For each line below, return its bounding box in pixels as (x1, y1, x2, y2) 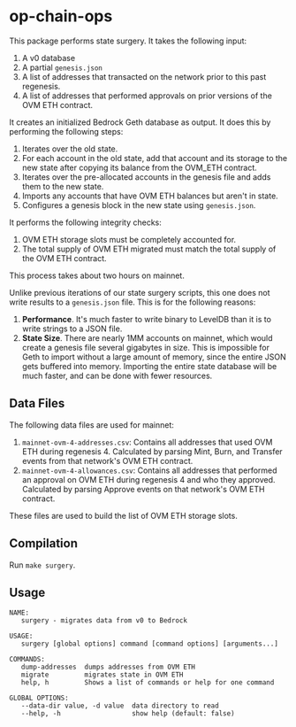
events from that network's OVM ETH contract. (21, 455, 194, 466)
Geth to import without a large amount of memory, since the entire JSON (21, 352, 287, 362)
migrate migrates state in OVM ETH (20, 670, 184, 679)
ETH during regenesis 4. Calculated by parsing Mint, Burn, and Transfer (21, 445, 283, 457)
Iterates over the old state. (21, 143, 118, 154)
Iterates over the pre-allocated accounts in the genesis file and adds (21, 171, 271, 182)
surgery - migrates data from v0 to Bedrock (20, 616, 188, 625)
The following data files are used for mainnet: (9, 419, 175, 430)
